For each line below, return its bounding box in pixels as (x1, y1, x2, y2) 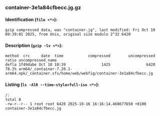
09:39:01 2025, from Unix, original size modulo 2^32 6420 (5, 32, 131, 37)
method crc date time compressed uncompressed (5, 53, 155, 58)
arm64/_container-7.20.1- (18, 66, 72, 71)
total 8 (5, 97, 21, 102)
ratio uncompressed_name (5, 58, 57, 63)
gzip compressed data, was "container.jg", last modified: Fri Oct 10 (5, 27, 155, 32)
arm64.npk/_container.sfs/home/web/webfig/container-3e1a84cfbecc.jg (5, 71, 153, 76)
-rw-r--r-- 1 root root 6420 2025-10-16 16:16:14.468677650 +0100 (5, 101, 146, 106)
